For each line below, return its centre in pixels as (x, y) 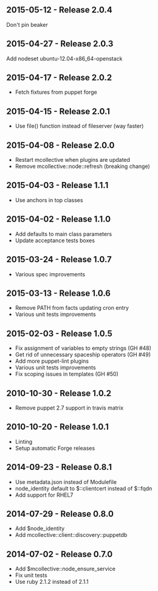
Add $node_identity (40, 528)
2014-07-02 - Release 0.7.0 (60, 554)
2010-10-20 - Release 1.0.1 (58, 427)
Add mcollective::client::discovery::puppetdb (71, 535)
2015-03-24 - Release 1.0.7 (59, 260)
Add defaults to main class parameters (64, 234)
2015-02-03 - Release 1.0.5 (59, 333)
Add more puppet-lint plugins (52, 361)
